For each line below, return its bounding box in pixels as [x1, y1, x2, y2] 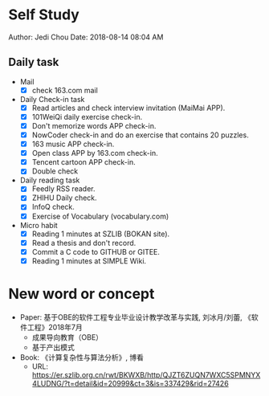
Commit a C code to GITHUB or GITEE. [31, 247, 161, 256]
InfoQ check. [31, 202, 75, 212]
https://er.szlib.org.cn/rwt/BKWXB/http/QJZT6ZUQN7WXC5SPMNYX [31, 369, 261, 379]
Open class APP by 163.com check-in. [31, 149, 158, 158]
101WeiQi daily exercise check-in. [31, 112, 143, 121]
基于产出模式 [31, 342, 75, 352]
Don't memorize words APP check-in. [31, 120, 157, 130]
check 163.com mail [31, 85, 98, 95]
